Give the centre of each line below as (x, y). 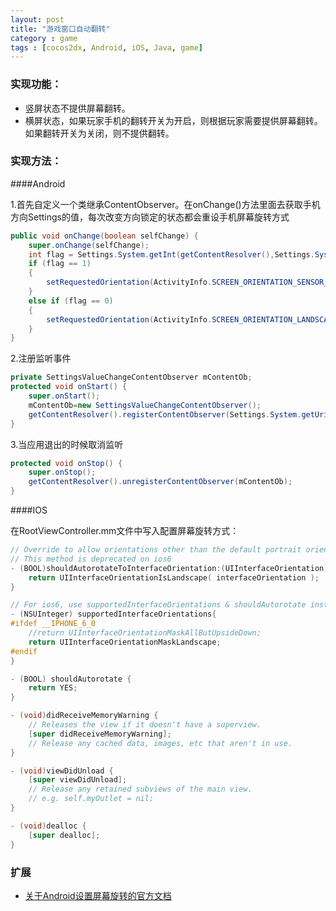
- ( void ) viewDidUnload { (62, 771)
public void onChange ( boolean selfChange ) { (104, 236)
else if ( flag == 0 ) (71, 301)
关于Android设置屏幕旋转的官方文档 (98, 895)
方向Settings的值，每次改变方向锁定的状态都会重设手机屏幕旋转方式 (150, 217)
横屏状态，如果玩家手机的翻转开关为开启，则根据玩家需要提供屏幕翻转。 (173, 120)
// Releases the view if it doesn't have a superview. (145, 725)
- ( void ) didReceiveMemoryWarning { (84, 716)
